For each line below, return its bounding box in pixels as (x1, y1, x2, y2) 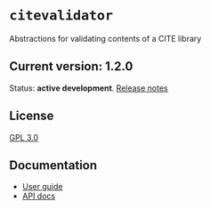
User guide (21, 181, 63, 192)
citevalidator (9, 7, 114, 24)
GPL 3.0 (9, 132, 39, 142)
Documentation (9, 157, 98, 173)
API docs (21, 190, 56, 202)
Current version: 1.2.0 (9, 59, 133, 74)
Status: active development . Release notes (9, 83, 169, 93)
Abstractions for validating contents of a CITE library (9, 33, 202, 44)
